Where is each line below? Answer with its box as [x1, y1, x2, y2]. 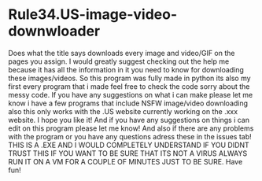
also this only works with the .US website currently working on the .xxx [8, 106, 238, 116]
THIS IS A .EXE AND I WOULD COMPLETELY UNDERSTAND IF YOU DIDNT [8, 140, 249, 150]
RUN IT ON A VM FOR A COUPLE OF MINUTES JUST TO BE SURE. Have [8, 157, 243, 166]
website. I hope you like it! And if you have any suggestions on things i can [8, 115, 250, 124]
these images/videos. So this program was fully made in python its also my [8, 73, 251, 83]
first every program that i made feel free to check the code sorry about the [8, 81, 250, 91]
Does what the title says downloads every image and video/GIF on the [8, 48, 235, 57]
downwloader [8, 22, 101, 40]
